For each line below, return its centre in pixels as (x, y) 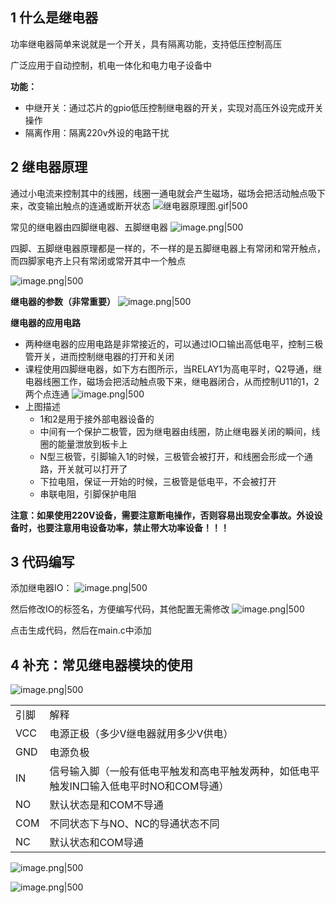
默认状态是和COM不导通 (106, 805)
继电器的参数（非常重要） (63, 301)
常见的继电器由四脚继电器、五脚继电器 (89, 227)
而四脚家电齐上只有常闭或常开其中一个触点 (98, 260)
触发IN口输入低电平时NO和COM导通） (139, 786)
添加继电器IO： (41, 588)
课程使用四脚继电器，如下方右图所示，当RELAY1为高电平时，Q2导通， (169, 369)
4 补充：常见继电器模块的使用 (102, 664)
